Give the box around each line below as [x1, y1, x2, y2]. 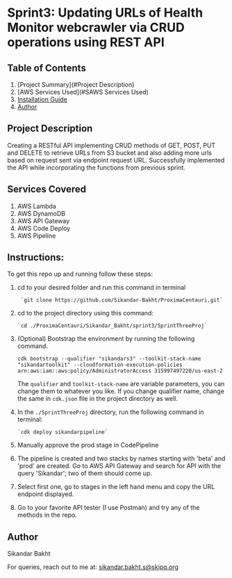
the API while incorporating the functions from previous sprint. [7, 163, 186, 172]
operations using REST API [7, 35, 165, 50]
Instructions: [7, 251, 65, 263]
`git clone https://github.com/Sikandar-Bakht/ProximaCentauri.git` [20, 297, 224, 304]
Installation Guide [17, 95, 67, 104]
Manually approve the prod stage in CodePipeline [17, 441, 159, 449]
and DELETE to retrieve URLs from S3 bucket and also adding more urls [7, 148, 212, 157]
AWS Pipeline [17, 231, 56, 240]
